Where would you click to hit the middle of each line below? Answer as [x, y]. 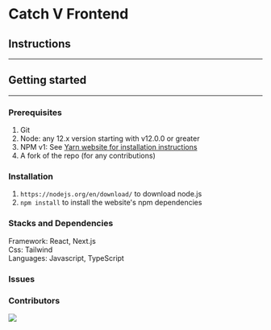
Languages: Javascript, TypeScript [67, 258]
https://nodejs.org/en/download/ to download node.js [111, 194]
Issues [22, 278]
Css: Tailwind [31, 250]
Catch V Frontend [69, 14]
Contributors [34, 300]
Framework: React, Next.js [52, 241]
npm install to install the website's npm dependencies [111, 203]
